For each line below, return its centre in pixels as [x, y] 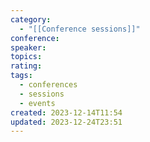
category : [31, 19]
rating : [26, 66]
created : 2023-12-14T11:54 [66, 112]
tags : [21, 76]
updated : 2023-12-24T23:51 [66, 122]
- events [37, 103]
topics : [26, 57]
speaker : [28, 47]
